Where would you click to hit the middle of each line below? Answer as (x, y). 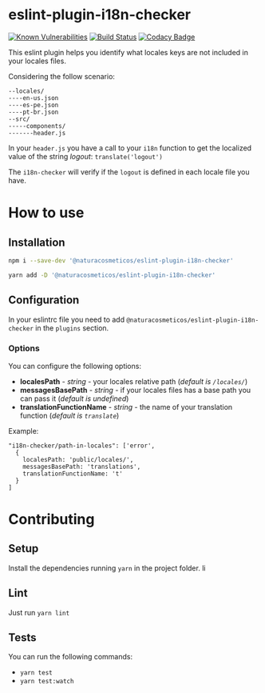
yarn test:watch (47, 682)
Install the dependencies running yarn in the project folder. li (107, 568)
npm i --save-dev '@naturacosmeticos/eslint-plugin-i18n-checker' (121, 260)
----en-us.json (34, 98)
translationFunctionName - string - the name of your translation (126, 407)
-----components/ (37, 126)
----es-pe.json (34, 105)
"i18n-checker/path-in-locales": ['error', (82, 446)
